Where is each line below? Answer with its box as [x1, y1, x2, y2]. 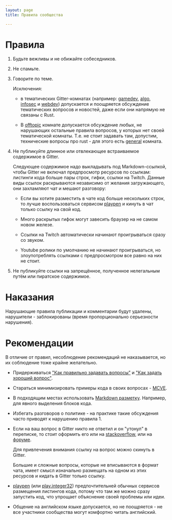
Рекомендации [5, 337, 74, 349]
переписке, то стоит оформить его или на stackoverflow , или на [12, 431, 152, 437]
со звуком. [20, 237, 45, 243]
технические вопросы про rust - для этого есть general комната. [20, 138, 163, 144]
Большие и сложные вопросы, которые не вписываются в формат [12, 462, 159, 468]
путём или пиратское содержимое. [12, 273, 91, 280]
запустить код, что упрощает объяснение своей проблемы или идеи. [12, 494, 165, 500]
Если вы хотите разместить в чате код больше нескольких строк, [20, 196, 165, 202]
